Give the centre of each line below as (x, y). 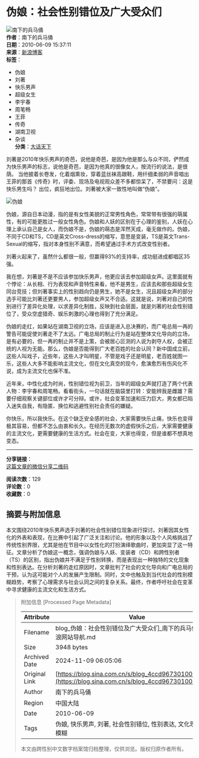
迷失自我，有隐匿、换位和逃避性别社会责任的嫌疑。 (73, 405)
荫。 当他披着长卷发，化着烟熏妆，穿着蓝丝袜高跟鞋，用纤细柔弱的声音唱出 (98, 174)
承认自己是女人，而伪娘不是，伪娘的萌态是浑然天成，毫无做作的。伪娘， (105, 229)
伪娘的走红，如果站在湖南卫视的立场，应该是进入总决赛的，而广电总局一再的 (99, 326)
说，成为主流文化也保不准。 (40, 371)
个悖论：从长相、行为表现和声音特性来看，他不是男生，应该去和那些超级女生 (99, 284)
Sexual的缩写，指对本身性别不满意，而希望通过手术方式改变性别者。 (90, 244)
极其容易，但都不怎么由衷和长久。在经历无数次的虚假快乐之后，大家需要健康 (99, 426)
